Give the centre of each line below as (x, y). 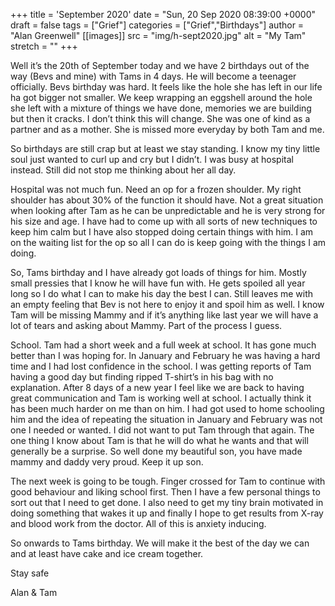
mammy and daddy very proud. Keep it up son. (107, 462)
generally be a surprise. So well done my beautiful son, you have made (156, 451)
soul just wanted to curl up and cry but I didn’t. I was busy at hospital (152, 159)
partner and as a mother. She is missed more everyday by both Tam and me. (167, 129)
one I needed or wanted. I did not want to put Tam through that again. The (162, 430)
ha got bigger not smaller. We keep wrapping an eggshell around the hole (161, 97)
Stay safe (30, 573)
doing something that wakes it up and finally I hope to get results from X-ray (167, 513)
